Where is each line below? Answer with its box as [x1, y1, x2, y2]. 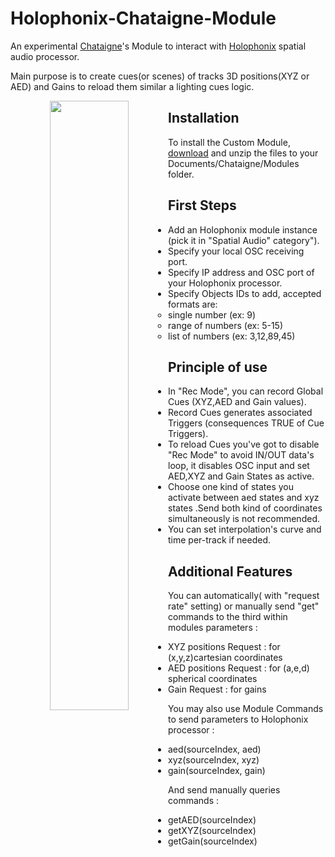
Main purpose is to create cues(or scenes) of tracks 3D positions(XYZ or [10, 70, 310, 82]
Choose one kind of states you [168, 481, 295, 493]
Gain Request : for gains [168, 683, 267, 696]
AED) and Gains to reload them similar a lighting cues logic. [10, 80, 255, 92]
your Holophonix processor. [168, 277, 283, 289]
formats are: [168, 298, 218, 310]
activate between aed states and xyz [168, 492, 320, 504]
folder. [168, 168, 195, 180]
